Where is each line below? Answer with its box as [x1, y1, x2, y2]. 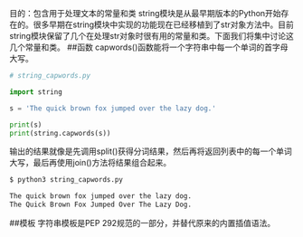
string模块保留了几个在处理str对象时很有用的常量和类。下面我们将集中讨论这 [9, 31, 294, 41]
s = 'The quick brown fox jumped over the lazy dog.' [9, 103, 217, 113]
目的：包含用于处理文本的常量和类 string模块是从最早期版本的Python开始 [9, 8, 282, 18]
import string [9, 87, 63, 97]
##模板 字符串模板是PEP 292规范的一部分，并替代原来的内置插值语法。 [9, 218, 276, 228]
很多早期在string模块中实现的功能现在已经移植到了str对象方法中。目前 [33, 19, 294, 30]
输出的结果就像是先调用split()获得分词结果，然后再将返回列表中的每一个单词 [9, 146, 292, 156]
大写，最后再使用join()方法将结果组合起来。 [9, 157, 172, 168]
